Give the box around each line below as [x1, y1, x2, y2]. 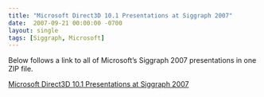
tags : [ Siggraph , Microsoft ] [8, 33, 105, 42]
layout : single [8, 26, 59, 34]
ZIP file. [8, 64, 33, 74]
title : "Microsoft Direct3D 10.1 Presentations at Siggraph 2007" [8, 11, 233, 20]
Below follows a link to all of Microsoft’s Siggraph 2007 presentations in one [8, 56, 257, 65]
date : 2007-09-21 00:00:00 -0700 [8, 19, 123, 27]
